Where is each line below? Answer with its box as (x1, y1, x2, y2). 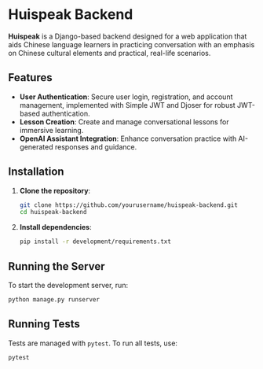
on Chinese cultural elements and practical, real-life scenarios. (8, 48, 211, 57)
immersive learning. (19, 125, 84, 135)
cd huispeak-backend (19, 208, 87, 216)
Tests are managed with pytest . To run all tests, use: (8, 338, 178, 348)
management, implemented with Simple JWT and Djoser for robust (19, 100, 236, 109)
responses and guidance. (54, 142, 137, 151)
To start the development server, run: (8, 281, 128, 290)
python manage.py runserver (8, 296, 100, 304)
